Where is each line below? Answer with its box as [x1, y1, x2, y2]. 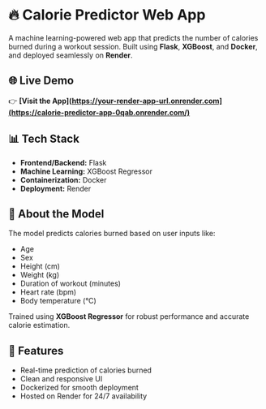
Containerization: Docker [19, 174, 107, 184]
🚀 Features [8, 343, 64, 358]
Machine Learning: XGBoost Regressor [19, 166, 152, 176]
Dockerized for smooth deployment [19, 383, 139, 393]
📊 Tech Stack [8, 132, 79, 146]
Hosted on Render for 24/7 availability [19, 391, 148, 401]
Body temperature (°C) [19, 296, 97, 306]
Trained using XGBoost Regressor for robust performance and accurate [8, 312, 250, 321]
